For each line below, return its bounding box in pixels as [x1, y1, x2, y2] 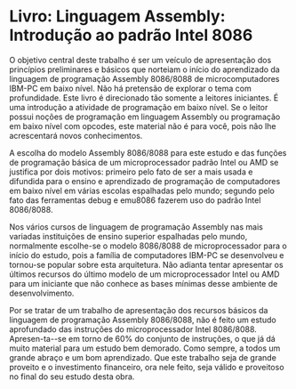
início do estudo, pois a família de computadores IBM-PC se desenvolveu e [9, 249, 284, 260]
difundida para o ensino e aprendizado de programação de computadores [9, 175, 281, 186]
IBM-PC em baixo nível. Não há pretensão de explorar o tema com [9, 83, 252, 93]
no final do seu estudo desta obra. [9, 371, 135, 382]
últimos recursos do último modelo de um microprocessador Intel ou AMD [9, 269, 280, 280]
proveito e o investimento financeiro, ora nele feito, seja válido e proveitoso [9, 361, 284, 372]
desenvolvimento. [9, 288, 75, 298]
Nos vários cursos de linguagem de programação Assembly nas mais [9, 221, 264, 232]
